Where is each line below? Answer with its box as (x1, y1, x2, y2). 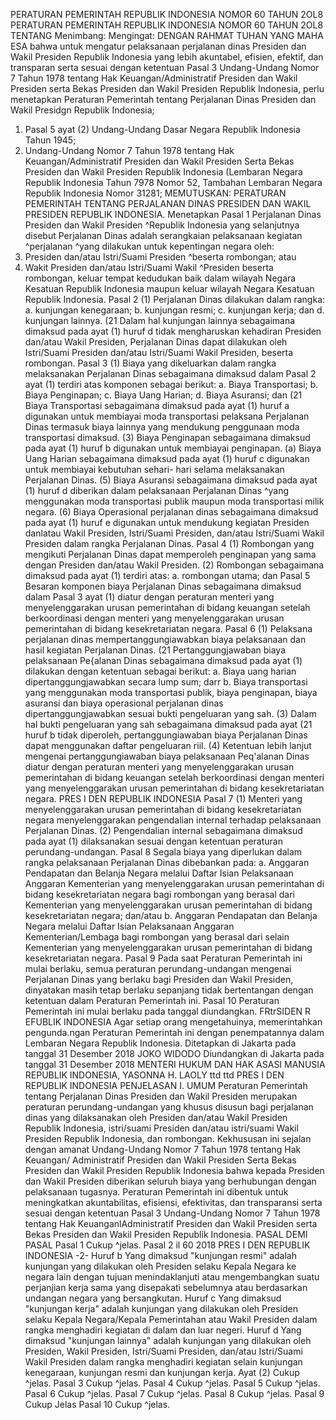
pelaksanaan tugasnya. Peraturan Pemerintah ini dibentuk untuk (24, 1186, 289, 1198)
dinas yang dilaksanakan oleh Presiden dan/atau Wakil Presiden (24, 1112, 288, 1123)
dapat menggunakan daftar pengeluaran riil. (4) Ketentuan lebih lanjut (24, 740, 312, 751)
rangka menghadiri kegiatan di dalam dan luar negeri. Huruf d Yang (24, 1324, 302, 1336)
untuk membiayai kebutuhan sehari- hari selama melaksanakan (24, 464, 285, 475)
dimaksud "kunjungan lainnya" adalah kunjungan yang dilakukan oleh (24, 1335, 312, 1346)
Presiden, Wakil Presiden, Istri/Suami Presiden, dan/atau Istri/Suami (24, 1345, 303, 1357)
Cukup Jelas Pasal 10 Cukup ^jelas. (24, 1399, 171, 1410)
